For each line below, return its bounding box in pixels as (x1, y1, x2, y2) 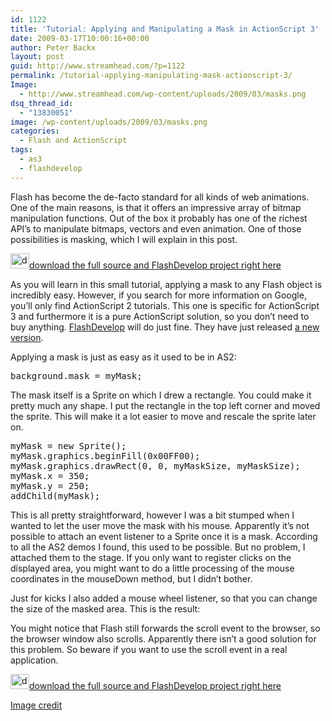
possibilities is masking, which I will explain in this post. (10, 233, 238, 245)
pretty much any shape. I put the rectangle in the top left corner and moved (10, 399, 321, 411)
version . (10, 331, 44, 343)
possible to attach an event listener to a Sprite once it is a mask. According (10, 530, 318, 542)
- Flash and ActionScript (19, 136, 128, 146)
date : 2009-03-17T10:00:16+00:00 (10, 33, 150, 43)
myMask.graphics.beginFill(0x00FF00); (10, 450, 201, 461)
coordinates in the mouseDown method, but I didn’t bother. (10, 572, 253, 585)
